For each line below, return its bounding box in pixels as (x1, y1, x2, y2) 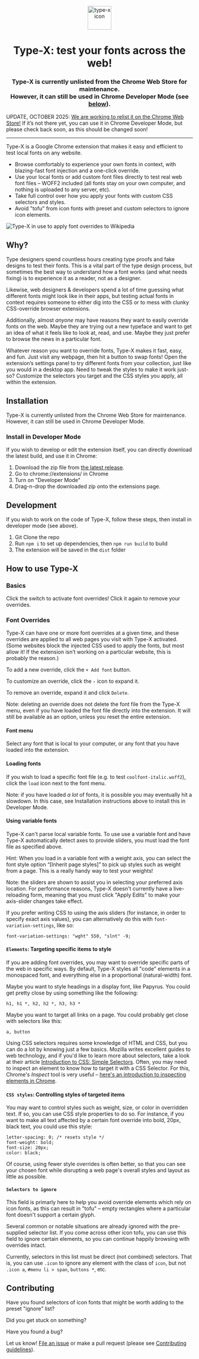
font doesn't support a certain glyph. (6, 1211, 96, 1218)
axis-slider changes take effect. (6, 897, 84, 905)
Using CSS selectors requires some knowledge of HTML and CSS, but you (6, 1040, 188, 1047)
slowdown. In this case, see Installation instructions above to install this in (6, 797, 186, 804)
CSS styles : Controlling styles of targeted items (6, 1091, 126, 1098)
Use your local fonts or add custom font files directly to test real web (14, 173, 182, 180)
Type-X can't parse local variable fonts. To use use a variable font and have (6, 830, 191, 837)
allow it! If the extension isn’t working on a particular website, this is (6, 648, 171, 655)
